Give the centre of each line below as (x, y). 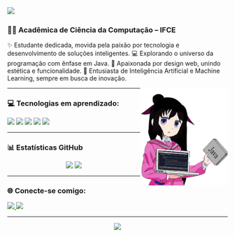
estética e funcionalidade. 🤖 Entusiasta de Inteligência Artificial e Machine (114, 71)
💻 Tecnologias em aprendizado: (63, 103)
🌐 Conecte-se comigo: (47, 190)
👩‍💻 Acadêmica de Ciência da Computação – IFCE (92, 29)
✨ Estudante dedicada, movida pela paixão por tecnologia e (93, 45)
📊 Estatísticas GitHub (45, 148)
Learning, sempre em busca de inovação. (67, 78)
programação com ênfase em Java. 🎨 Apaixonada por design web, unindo (114, 64)
